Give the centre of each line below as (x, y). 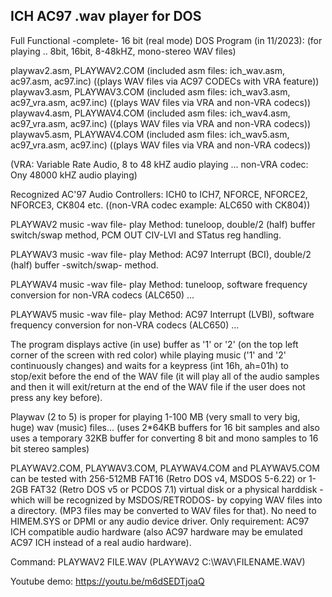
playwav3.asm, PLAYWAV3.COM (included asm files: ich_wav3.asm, (150, 91)
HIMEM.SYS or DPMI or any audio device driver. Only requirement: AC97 (160, 521)
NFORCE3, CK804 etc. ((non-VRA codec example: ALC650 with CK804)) (160, 205)
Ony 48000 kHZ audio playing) (74, 175)
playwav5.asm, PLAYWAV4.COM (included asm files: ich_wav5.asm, (150, 134)
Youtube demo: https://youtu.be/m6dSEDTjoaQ (107, 581)
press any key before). (56, 397)
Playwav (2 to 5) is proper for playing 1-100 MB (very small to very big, (155, 416)
